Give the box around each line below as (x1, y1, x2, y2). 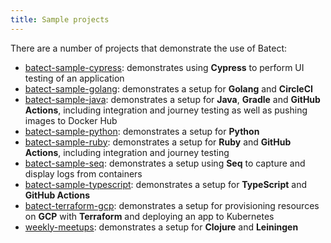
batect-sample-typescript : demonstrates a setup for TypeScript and (24, 178, 307, 190)
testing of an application (24, 72, 125, 84)
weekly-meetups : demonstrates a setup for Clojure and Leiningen (24, 221, 299, 233)
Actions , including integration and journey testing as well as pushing (24, 104, 308, 116)
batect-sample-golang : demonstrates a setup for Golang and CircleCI (24, 82, 313, 95)
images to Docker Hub (24, 114, 118, 126)
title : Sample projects (10, 14, 110, 25)
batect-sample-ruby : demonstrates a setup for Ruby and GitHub (24, 136, 292, 148)
